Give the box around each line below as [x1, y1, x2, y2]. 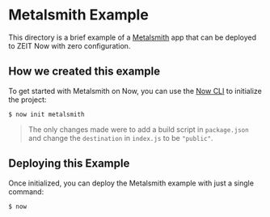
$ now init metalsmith [8, 110, 85, 118]
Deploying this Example [8, 156, 130, 171]
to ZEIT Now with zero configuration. [8, 40, 131, 50]
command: [8, 186, 44, 196]
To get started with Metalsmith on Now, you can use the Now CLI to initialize [8, 86, 263, 96]
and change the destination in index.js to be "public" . [27, 133, 213, 143]
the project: [8, 95, 47, 104]
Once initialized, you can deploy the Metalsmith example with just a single [8, 178, 255, 188]
